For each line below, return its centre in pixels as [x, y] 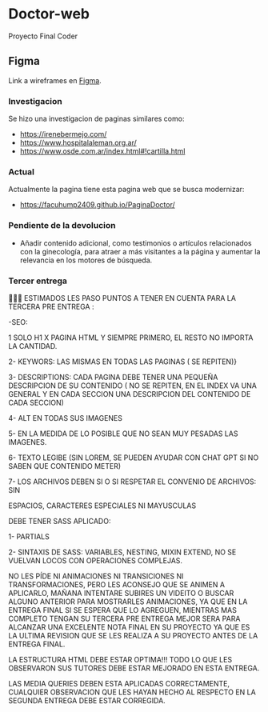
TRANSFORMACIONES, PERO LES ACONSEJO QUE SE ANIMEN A [117, 584]
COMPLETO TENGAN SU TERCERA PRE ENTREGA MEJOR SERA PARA [124, 618]
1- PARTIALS [29, 536]
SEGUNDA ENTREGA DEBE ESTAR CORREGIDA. [87, 700]
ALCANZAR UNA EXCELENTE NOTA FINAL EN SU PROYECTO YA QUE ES [129, 627]
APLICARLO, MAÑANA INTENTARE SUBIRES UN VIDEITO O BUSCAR [121, 593]
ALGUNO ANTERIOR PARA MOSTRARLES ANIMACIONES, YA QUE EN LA [128, 602]
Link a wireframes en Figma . [55, 80]
